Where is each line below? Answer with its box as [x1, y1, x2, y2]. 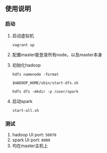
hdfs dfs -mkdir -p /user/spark [12, 89, 79, 94]
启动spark [12, 98, 33, 104]
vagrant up [12, 42, 35, 48]
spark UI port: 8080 [12, 137, 51, 143]
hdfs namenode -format [12, 72, 59, 77]
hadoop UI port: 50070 [12, 131, 56, 137]
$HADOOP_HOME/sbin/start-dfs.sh [12, 80, 79, 85]
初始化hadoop [12, 62, 41, 68]
